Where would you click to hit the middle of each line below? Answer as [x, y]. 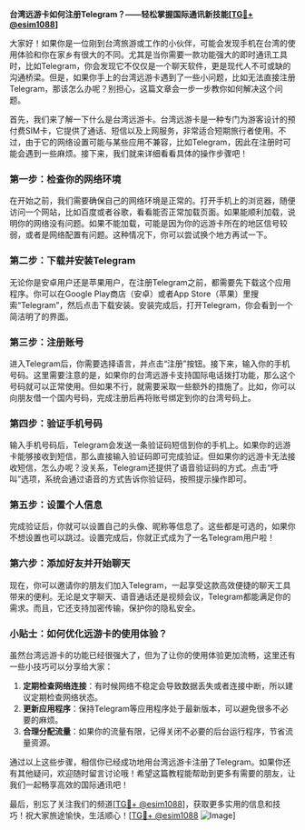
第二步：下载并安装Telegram [73, 261]
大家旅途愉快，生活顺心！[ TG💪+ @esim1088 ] [134, 815]
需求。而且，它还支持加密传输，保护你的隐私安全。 [105, 607]
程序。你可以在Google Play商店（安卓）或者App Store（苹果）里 [130, 294]
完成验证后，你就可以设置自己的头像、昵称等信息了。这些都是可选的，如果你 [152, 526]
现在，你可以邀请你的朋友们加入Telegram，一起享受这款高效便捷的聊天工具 [150, 585]
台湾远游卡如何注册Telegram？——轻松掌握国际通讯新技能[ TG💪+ [132, 14]
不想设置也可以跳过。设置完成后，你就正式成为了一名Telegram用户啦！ [142, 538]
